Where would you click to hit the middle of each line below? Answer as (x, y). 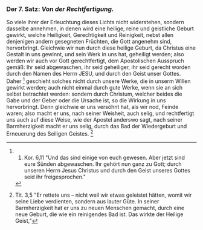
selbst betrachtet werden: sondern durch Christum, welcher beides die (94, 94)
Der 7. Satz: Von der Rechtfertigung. (60, 9)
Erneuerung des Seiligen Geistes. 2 (50, 133)
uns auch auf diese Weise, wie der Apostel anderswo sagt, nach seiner (95, 119)
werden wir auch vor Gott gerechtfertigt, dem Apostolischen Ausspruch (95, 61)
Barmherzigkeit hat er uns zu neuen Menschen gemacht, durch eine (100, 208)
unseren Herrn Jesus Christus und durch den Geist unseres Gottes (107, 170)
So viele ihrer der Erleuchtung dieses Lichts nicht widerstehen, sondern (95, 22)
